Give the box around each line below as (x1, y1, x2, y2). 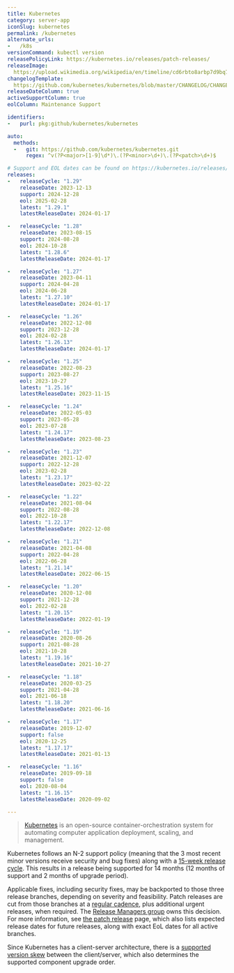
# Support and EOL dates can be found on (7, 165, 130, 172)
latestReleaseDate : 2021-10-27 (19, 660, 111, 667)
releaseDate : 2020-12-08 (19, 590, 92, 597)
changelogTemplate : (7, 75, 64, 82)
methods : (13, 139, 39, 147)
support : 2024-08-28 (19, 236, 79, 243)
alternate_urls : (7, 36, 54, 43)
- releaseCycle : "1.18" (7, 673, 82, 681)
